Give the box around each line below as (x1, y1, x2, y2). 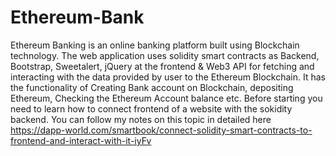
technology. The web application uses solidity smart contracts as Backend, (10, 49, 320, 61)
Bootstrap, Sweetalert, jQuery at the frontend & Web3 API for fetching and (10, 60, 315, 72)
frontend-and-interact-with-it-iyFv (10, 134, 152, 146)
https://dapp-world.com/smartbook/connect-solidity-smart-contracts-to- (10, 124, 313, 136)
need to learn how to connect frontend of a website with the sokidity (10, 102, 293, 115)
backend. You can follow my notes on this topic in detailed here (10, 113, 272, 125)
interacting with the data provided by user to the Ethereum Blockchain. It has (10, 71, 326, 83)
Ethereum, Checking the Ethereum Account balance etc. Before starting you (10, 92, 323, 104)
